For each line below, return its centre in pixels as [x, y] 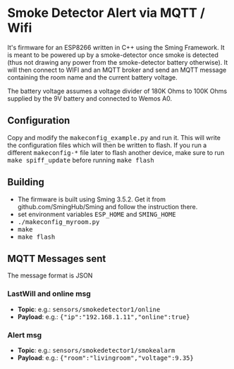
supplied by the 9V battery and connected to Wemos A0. [90, 98]
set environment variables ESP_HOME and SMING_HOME [97, 214]
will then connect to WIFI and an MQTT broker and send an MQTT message [117, 70]
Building [26, 182]
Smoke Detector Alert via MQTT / [106, 13]
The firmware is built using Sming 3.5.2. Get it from [91, 199]
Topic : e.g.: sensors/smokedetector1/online [89, 309]
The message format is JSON [50, 275]
